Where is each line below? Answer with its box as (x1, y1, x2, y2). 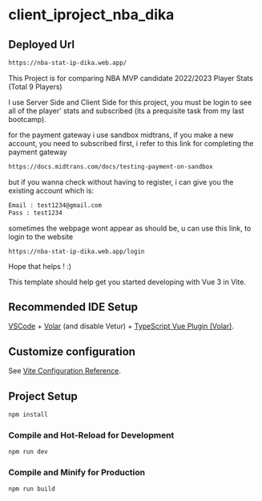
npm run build (8, 485, 56, 493)
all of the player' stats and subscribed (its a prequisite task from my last (8, 106, 244, 116)
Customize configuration (8, 344, 136, 358)
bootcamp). (8, 114, 46, 124)
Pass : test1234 (8, 209, 62, 217)
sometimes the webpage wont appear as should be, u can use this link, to (8, 223, 252, 233)
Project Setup (8, 389, 79, 403)
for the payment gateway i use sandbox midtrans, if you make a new (8, 130, 234, 140)
